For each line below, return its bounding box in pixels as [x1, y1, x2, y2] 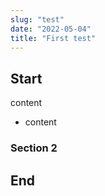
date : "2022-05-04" [10, 24, 92, 34]
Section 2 [10, 141, 58, 155]
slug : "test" [10, 14, 65, 25]
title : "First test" [10, 33, 97, 43]
